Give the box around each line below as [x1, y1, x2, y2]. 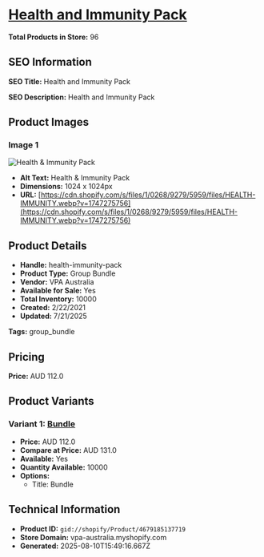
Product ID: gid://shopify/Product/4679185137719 [19, 523, 186, 534]
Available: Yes [19, 454, 68, 463]
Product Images [8, 115, 90, 129]
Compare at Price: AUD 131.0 [19, 445, 118, 454]
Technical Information [8, 503, 121, 516]
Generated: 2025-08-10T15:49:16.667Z [19, 541, 150, 551]
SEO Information [8, 55, 92, 69]
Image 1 [8, 139, 39, 151]
